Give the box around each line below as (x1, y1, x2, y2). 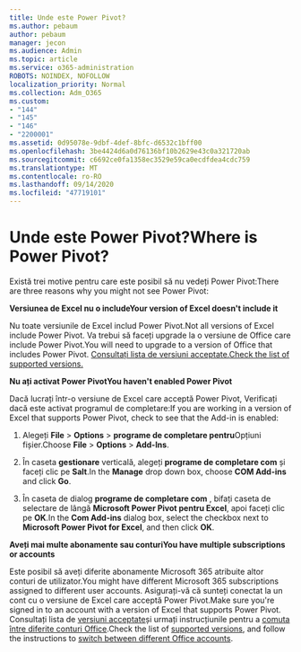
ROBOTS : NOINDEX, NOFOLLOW (9, 72, 110, 81)
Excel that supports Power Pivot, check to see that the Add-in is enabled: (9, 412, 279, 423)
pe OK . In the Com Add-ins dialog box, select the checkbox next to (21, 512, 269, 523)
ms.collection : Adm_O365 (9, 88, 102, 97)
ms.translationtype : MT (9, 163, 99, 172)
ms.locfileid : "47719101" (9, 189, 106, 198)
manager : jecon (9, 38, 66, 48)
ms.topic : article (9, 55, 78, 64)
